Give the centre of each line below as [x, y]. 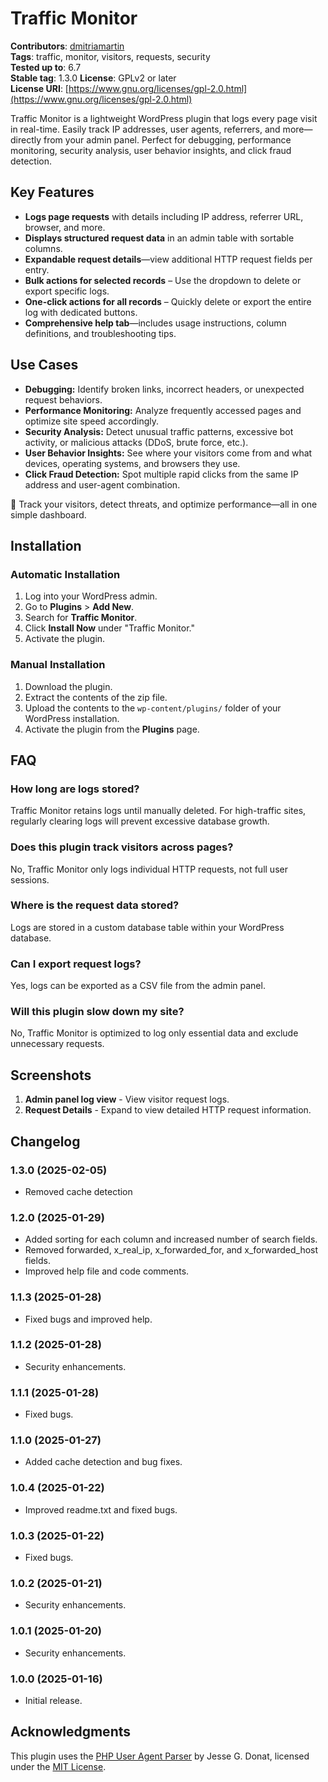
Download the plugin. [68, 686]
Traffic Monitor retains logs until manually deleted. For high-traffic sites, [158, 811]
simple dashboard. [48, 514]
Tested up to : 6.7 [46, 67]
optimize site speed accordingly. [91, 421]
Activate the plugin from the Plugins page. [112, 729]
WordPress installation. [72, 718]
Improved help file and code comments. [107, 1271]
